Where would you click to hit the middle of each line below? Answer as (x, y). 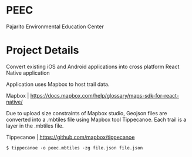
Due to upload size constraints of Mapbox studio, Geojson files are (87, 113)
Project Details (43, 50)
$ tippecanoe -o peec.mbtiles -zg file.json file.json (75, 148)
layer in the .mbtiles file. (35, 126)
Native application (28, 73)
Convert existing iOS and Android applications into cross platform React (93, 66)
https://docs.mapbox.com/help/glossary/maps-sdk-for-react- (105, 95)
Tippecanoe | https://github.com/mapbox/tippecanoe (70, 137)
